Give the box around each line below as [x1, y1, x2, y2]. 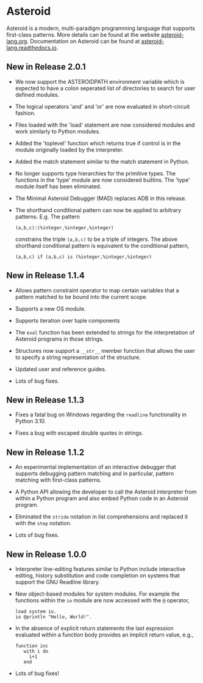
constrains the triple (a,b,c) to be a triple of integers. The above [15, 235, 178, 243]
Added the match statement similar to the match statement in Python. [15, 158, 190, 165]
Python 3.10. [15, 418, 46, 425]
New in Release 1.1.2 [6, 447, 85, 457]
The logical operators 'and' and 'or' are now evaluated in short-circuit [15, 103, 190, 110]
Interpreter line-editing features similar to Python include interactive [15, 566, 186, 572]
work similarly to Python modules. [15, 127, 101, 135]
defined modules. [15, 90, 60, 98]
